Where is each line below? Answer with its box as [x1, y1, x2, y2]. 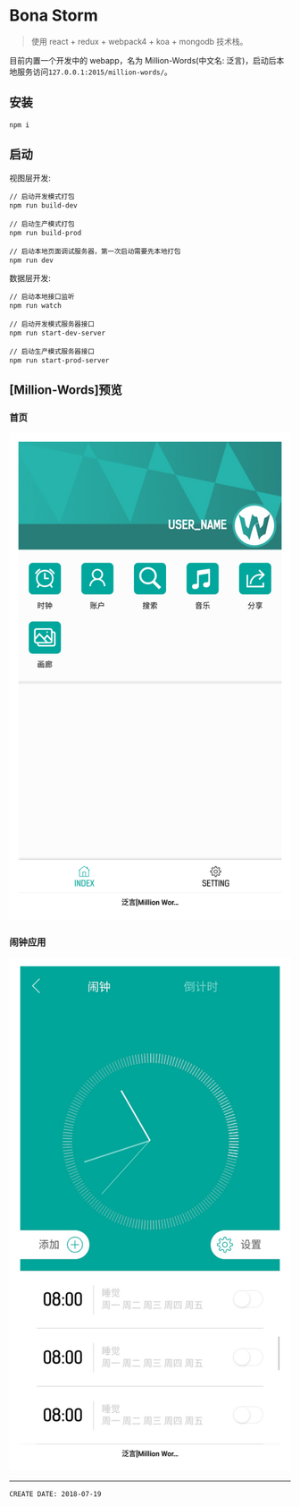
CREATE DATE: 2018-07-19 [9, 1489, 102, 1499]
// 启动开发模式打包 [9, 191, 75, 201]
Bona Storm [9, 5, 98, 26]
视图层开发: [9, 172, 52, 183]
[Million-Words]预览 [9, 382, 123, 397]
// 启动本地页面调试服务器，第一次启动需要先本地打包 [9, 247, 181, 256]
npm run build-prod [9, 228, 82, 237]
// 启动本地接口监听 [9, 292, 75, 301]
